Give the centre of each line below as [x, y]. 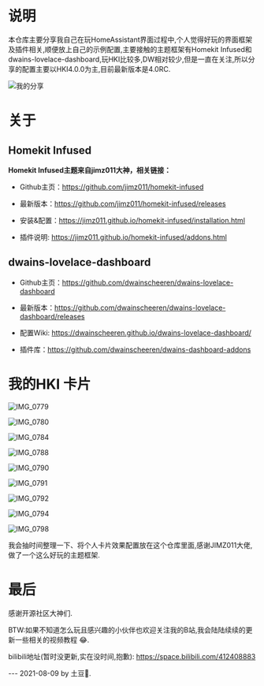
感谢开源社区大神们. [41, 613]
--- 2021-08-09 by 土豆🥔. [50, 673]
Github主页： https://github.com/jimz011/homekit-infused [112, 187]
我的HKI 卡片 [50, 384]
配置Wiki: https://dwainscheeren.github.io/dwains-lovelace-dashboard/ [136, 333]
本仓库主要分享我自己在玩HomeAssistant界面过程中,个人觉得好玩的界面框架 [130, 39]
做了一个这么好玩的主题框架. [54, 555]
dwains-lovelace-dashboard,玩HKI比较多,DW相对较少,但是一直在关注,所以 [128, 59]
